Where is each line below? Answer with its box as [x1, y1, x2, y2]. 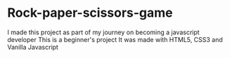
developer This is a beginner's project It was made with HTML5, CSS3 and [7, 35, 223, 43]
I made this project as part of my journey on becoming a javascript [7, 28, 200, 36]
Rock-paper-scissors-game [7, 5, 174, 21]
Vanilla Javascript [7, 43, 58, 51]
